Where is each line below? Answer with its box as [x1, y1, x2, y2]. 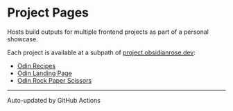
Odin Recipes [17, 61, 56, 70]
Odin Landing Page [17, 69, 73, 77]
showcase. [7, 34, 38, 43]
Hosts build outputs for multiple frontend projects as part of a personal [7, 28, 209, 36]
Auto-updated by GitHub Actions [7, 96, 101, 104]
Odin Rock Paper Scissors [17, 76, 92, 84]
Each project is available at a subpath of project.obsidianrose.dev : [7, 48, 196, 57]
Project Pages [7, 5, 89, 21]
